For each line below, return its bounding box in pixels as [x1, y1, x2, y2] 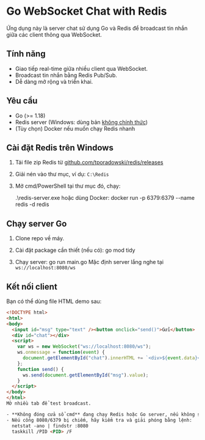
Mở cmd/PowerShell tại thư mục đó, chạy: [15, 182, 121, 190]
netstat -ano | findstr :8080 [12, 423, 88, 429]
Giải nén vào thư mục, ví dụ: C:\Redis [15, 170, 109, 178]
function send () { [17, 366, 64, 372]
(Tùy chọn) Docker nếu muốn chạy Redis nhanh [15, 125, 135, 132]
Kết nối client [6, 281, 58, 291]
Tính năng [6, 49, 46, 59]
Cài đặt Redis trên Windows [6, 142, 114, 153]
